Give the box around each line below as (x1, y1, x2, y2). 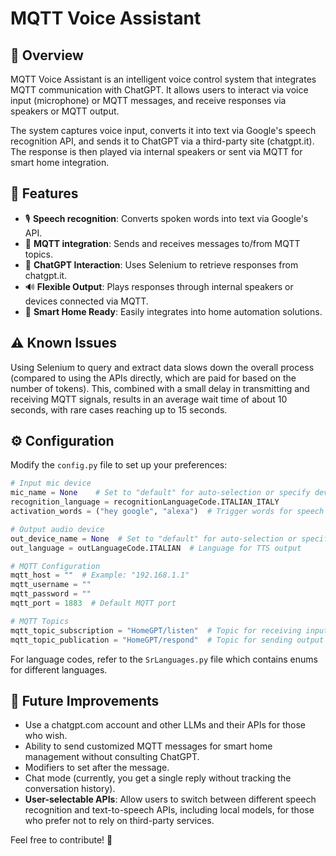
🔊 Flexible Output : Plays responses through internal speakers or (24, 280, 294, 292)
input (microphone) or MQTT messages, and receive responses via (10, 95, 287, 106)
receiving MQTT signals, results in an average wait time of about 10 (10, 393, 288, 405)
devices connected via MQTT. (24, 295, 149, 307)
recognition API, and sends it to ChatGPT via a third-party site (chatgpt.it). (10, 135, 315, 147)
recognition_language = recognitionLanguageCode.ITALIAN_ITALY (10, 497, 280, 507)
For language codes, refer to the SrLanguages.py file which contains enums (10, 653, 318, 665)
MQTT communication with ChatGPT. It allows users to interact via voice (10, 84, 309, 96)
